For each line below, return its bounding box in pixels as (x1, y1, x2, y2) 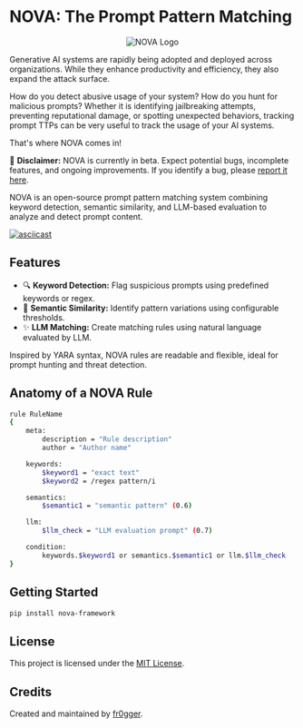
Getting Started (9, 585, 99, 600)
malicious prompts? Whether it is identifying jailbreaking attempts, (9, 100, 257, 111)
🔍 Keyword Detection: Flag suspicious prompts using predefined (22, 280, 269, 290)
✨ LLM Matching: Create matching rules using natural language (22, 321, 262, 332)
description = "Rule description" (42, 435, 172, 444)
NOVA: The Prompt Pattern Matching (9, 6, 293, 27)
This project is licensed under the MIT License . (9, 658, 185, 669)
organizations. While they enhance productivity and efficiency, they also (9, 64, 279, 74)
